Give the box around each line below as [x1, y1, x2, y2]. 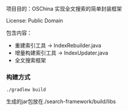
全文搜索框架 [14, 57, 46, 64]
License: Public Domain [6, 17, 64, 24]
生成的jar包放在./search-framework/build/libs [6, 98, 116, 105]
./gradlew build [6, 87, 46, 93]
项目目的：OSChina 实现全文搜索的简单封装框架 [6, 5, 122, 12]
